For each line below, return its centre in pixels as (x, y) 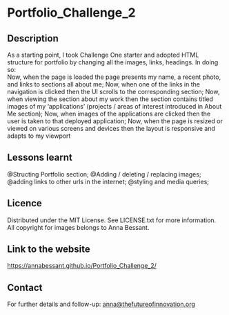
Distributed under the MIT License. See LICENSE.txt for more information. (112, 220)
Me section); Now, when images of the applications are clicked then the (109, 114)
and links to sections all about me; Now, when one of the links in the (103, 84)
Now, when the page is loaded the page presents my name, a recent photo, (114, 77)
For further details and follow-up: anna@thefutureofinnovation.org (101, 304)
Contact (25, 288)
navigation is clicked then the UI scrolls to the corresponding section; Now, (113, 92)
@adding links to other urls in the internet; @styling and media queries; (108, 181)
